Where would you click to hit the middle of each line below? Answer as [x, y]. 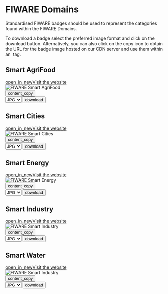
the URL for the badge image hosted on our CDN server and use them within [84, 49]
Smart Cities [25, 116]
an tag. [13, 54]
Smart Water [26, 255]
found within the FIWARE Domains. [41, 28]
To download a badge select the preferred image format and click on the [80, 38]
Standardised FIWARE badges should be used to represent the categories [81, 23]
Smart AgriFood [31, 70]
